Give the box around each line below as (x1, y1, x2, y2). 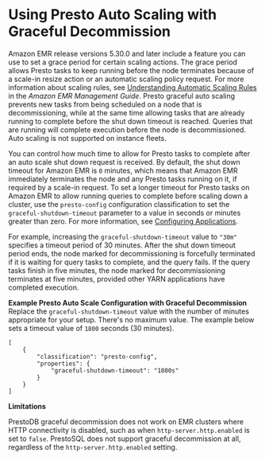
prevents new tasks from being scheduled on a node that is (8, 99, 202, 109)
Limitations (8, 401, 46, 411)
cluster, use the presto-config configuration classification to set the (8, 199, 230, 209)
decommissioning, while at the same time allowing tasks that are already (8, 107, 245, 117)
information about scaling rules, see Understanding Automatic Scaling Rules (8, 82, 257, 92)
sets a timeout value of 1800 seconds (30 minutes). (8, 323, 175, 333)
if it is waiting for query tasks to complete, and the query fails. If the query (8, 257, 251, 267)
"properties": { (36, 360, 90, 368)
